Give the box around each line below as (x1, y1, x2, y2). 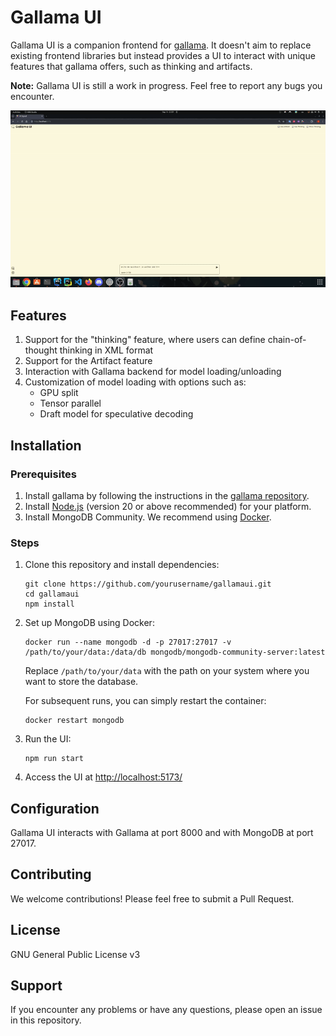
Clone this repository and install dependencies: (24, 559, 220, 571)
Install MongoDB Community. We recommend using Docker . (24, 511, 272, 523)
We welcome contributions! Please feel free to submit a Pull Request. (10, 892, 295, 905)
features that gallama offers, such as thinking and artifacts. (10, 60, 253, 72)
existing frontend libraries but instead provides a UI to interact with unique (10, 49, 316, 61)
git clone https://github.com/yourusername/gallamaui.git (24, 579, 272, 590)
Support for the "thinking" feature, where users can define (24, 334, 266, 346)
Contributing (10, 866, 92, 883)
